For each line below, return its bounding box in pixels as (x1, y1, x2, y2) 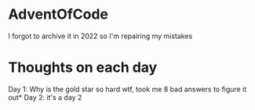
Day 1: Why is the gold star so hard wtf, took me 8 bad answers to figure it (8, 84, 247, 94)
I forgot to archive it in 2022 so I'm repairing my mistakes (8, 31, 193, 41)
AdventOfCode (8, 5, 108, 23)
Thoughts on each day (8, 59, 158, 76)
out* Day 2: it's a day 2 (8, 92, 82, 102)
